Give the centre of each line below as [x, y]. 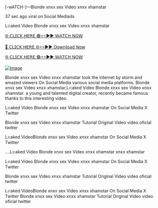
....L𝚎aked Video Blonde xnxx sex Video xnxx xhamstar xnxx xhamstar [75, 152]
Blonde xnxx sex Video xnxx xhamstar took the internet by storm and [74, 77]
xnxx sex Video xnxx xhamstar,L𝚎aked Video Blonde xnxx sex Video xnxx [78, 88]
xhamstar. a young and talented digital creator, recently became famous [77, 93]
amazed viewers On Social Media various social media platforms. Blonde [77, 82]
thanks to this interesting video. [36, 98]
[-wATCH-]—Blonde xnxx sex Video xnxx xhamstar [56, 7]
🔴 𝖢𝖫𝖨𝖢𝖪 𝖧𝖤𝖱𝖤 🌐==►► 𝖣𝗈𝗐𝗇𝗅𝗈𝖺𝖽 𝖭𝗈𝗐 [45, 47]
